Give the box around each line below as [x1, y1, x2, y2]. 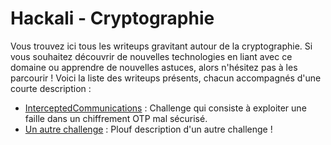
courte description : [10, 82, 92, 94]
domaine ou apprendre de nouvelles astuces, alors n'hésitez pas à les [10, 61, 298, 73]
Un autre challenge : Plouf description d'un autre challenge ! [24, 123, 273, 135]
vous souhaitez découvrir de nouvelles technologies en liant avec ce [10, 50, 293, 62]
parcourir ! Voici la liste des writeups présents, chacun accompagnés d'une [10, 72, 322, 84]
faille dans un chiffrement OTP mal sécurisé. [24, 112, 208, 124]
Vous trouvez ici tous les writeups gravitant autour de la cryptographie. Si [10, 40, 313, 52]
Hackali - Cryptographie [10, 7, 215, 30]
